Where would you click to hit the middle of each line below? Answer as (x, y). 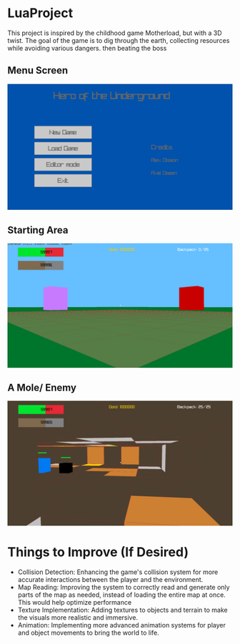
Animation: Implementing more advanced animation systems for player (122, 625)
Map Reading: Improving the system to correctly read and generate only (124, 587)
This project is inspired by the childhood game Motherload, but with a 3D (115, 33)
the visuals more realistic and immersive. (77, 617)
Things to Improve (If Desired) (98, 552)
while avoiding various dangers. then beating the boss (87, 48)
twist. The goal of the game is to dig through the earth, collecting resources (119, 40)
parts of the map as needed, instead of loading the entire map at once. (122, 595)
